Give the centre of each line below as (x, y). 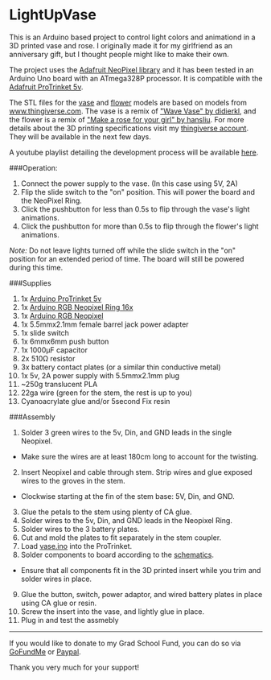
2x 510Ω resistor (48, 358)
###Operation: (33, 167)
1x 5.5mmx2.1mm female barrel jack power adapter (105, 324)
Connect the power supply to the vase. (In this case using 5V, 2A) (129, 183)
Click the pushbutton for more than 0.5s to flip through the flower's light (140, 226)
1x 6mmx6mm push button (65, 341)
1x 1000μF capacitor (54, 350)
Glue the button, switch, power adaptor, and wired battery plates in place (142, 594)
